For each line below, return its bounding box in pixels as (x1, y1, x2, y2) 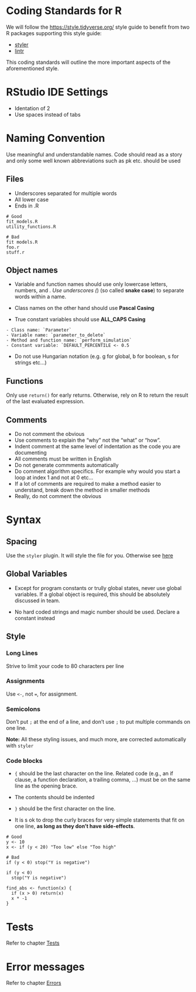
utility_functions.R (6, 224, 57, 230)
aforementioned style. (6, 64, 59, 71)
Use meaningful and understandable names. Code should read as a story (6, 151, 183, 158)
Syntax (6, 513, 42, 527)
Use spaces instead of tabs (14, 111, 81, 118)
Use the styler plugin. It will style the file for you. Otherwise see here (6, 552, 174, 559)
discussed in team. (14, 596, 60, 604)
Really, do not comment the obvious (14, 493, 101, 500)
